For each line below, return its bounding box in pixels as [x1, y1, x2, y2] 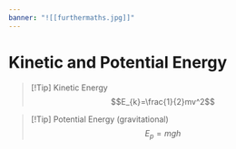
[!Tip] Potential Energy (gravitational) [30, 114, 169, 125]
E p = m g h [144, 127, 182, 141]
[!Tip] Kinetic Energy [30, 82, 108, 93]
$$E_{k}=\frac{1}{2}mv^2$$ [111, 96, 215, 107]
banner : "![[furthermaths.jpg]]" [8, 13, 135, 23]
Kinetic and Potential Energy [8, 51, 228, 72]
